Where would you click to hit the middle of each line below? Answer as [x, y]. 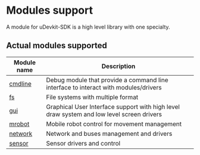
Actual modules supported [57, 46]
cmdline [20, 83]
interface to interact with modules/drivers [104, 87]
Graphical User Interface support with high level [113, 107]
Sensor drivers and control [83, 143]
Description [118, 66]
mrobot [19, 124]
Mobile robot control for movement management [114, 124]
